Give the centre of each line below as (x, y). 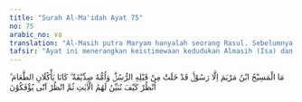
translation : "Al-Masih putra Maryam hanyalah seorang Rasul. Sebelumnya (151, 43)
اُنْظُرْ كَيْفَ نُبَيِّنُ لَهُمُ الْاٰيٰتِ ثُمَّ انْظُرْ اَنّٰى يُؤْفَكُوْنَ (83, 88)
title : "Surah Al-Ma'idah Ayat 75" (76, 18)
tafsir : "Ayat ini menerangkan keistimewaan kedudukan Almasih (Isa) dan (151, 51)
